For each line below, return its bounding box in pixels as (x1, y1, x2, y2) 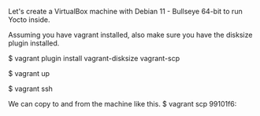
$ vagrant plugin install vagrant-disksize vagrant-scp (8, 54, 180, 63)
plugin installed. (8, 38, 60, 48)
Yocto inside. (8, 15, 50, 24)
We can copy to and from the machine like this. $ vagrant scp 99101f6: (8, 100, 237, 108)
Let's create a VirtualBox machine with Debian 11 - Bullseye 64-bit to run (8, 7, 243, 16)
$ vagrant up (8, 69, 50, 78)
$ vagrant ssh (8, 84, 54, 93)
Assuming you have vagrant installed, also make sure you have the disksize (8, 31, 253, 39)
